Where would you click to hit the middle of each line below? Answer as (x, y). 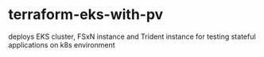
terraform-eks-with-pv (86, 15)
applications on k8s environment (62, 44)
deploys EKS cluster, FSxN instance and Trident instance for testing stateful (132, 36)
